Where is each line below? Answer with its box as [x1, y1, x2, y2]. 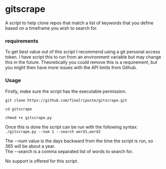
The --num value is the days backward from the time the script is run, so [5, 138, 154, 144]
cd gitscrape [5, 107, 32, 112]
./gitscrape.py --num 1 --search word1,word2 [5, 129, 101, 134]
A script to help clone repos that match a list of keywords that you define [5, 20, 154, 26]
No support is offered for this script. [5, 158, 78, 164]
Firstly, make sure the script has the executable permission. [5, 88, 127, 94]
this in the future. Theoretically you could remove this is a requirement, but [5, 59, 158, 65]
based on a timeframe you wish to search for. [5, 25, 98, 31]
